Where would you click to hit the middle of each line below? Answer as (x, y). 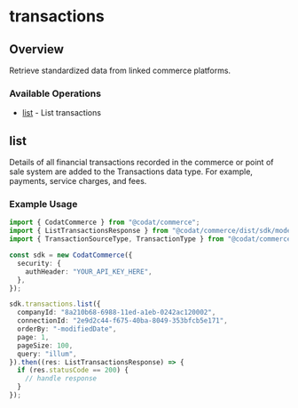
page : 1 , (33, 337)
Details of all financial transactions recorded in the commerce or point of (141, 163)
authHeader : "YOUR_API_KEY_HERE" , (89, 272)
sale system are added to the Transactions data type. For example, (131, 172)
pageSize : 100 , (45, 345)
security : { (39, 263)
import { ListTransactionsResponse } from (89, 231)
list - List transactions (62, 113)
